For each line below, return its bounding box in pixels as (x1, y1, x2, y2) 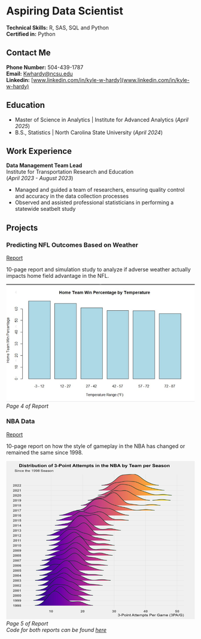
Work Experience (6, 146, 72, 156)
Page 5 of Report (6, 620, 48, 627)
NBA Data (6, 417, 35, 426)
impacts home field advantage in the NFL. (6, 272, 109, 280)
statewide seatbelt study (14, 205, 76, 213)
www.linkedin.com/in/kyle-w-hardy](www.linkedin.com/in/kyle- (32, 76, 190, 83)
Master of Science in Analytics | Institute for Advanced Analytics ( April (14, 116, 188, 123)
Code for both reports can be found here (6, 626, 106, 633)
